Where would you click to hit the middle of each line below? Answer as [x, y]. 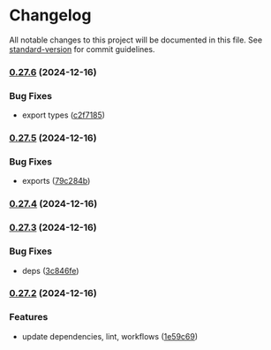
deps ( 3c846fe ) [50, 270]
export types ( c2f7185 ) [64, 115]
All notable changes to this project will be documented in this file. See [136, 40]
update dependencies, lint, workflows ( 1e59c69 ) [110, 336]
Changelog [50, 15]
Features [29, 317]
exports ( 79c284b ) [56, 181]
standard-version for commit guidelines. [82, 49]
